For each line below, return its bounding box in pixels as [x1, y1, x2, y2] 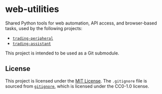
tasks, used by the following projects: [5, 25, 83, 31]
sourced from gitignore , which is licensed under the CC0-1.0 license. [5, 83, 149, 89]
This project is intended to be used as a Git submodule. [5, 50, 119, 56]
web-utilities [5, 3, 59, 15]
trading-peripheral [12, 36, 54, 41]
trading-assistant [12, 41, 51, 46]
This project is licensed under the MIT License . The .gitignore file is [5, 77, 147, 83]
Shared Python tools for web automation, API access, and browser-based [5, 20, 157, 26]
